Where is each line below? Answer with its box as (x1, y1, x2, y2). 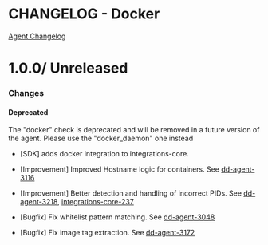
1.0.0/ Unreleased (8, 59, 128, 77)
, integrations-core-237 (57, 197, 134, 207)
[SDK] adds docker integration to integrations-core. (19, 149, 189, 159)
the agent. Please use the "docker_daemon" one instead (8, 133, 194, 144)
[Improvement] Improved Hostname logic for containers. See (19, 164, 220, 174)
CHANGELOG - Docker (8, 5, 160, 23)
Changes (8, 88, 45, 99)
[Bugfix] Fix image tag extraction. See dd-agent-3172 (19, 228, 195, 238)
